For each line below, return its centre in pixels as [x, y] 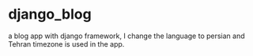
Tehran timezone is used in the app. [66, 44]
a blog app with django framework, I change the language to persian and [126, 36]
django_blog [50, 14]
